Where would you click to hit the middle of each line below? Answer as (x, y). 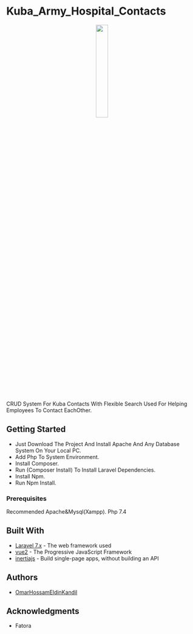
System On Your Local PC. (48, 450)
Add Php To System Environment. (57, 457)
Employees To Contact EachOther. (49, 410)
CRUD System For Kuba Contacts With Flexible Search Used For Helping (97, 404)
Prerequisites (26, 498)
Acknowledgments (43, 611)
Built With (25, 531)
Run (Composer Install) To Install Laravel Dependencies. (85, 470)
